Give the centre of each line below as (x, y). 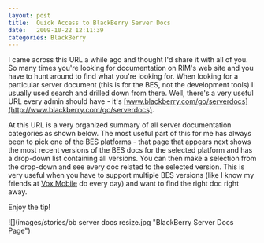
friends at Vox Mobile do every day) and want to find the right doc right (123, 184)
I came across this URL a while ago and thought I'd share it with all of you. (128, 60)
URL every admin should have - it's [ (67, 101)
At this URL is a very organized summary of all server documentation (120, 125)
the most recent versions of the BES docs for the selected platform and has (130, 150)
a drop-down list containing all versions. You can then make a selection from (132, 159)
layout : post (30, 15)
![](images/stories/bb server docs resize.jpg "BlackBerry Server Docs (121, 223)
